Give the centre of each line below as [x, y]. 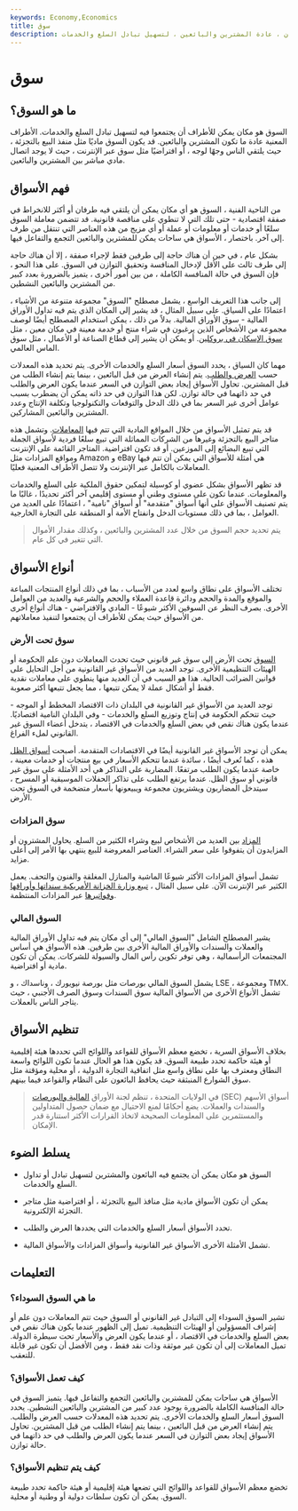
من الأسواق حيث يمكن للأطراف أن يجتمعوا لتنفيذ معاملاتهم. [107, 617]
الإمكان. [45, 1125]
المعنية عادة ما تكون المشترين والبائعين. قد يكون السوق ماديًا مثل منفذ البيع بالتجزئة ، [149, 141]
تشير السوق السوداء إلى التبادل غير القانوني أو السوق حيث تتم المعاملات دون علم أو [148, 1317]
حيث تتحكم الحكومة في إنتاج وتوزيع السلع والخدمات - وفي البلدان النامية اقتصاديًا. [143, 714]
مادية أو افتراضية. [39, 966]
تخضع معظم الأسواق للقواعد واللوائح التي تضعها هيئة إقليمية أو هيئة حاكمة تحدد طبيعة [149, 1487]
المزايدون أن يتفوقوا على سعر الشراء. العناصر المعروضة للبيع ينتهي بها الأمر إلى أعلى [149, 849]
